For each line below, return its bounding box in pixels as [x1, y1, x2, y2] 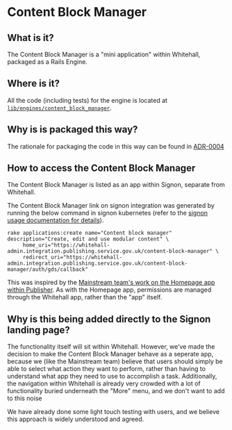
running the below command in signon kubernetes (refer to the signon [7, 209, 208, 217]
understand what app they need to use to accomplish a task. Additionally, [7, 372, 217, 381]
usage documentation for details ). [7, 216, 104, 224]
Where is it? [7, 78, 60, 90]
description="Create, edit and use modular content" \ [7, 235, 169, 243]
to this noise [7, 394, 42, 403]
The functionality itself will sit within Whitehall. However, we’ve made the [7, 342, 215, 351]
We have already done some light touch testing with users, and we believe [7, 408, 220, 416]
